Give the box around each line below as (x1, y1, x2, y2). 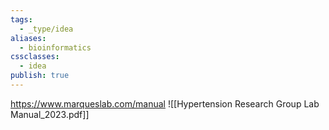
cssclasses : (10, 52, 60, 62)
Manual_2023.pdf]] (10, 108, 90, 120)
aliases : (10, 33, 47, 43)
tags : (10, 14, 33, 25)
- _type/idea (19, 24, 74, 34)
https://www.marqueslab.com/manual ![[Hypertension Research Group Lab (10, 97, 320, 110)
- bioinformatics (19, 42, 92, 53)
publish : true (10, 71, 70, 81)
